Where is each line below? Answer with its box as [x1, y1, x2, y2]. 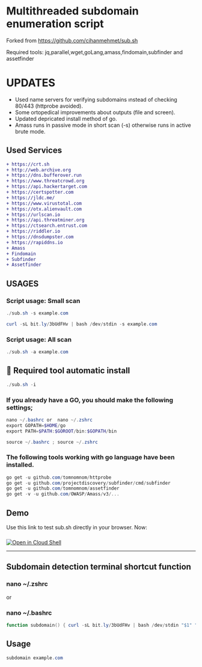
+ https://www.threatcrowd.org [6, 178, 85, 184]
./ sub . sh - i [6, 381, 36, 387]
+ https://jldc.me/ [6, 194, 55, 201]
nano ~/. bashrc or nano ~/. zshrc [6, 417, 93, 423]
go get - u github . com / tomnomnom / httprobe [6, 474, 112, 481]
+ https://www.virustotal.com [6, 200, 82, 206]
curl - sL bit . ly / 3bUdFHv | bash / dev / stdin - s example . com [6, 321, 158, 327]
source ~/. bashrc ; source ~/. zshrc [6, 439, 98, 445]
